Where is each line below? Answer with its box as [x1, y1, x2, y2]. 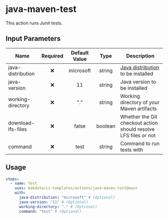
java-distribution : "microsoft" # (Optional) [18, 195, 115, 200]
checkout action [120, 119, 159, 126]
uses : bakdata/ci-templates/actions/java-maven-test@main [14, 186, 138, 191]
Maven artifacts [120, 105, 157, 112]
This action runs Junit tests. [5, 20, 63, 26]
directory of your [120, 99, 160, 106]
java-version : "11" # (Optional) [18, 200, 89, 205]
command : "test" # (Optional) [18, 209, 82, 214]
